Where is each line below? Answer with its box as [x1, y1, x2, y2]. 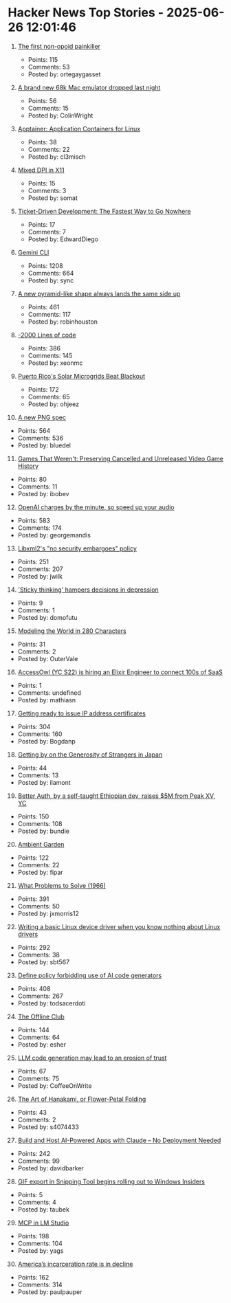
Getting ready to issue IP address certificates [17, 709, 146, 717]
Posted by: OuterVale [17, 654, 78, 662]
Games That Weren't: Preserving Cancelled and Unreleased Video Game [17, 454, 224, 463]
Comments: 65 [27, 392, 70, 401]
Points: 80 [17, 475, 47, 483]
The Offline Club [17, 1012, 65, 1021]
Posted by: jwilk [17, 572, 63, 580]
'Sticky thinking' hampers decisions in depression [17, 586, 159, 594]
